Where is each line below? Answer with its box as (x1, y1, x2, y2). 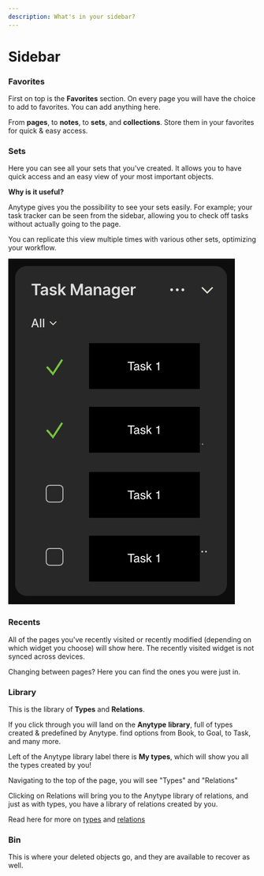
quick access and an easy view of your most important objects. (8, 172, 214, 182)
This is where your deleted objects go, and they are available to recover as (8, 852, 251, 862)
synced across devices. (8, 652, 85, 661)
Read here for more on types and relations (8, 814, 146, 824)
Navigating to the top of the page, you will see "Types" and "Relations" (8, 776, 239, 785)
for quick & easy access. (8, 126, 88, 136)
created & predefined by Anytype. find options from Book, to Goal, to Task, (8, 728, 251, 738)
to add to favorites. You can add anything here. (8, 103, 161, 112)
